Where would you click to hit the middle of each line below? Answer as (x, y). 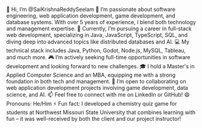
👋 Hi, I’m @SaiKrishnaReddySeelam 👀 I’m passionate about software (91, 9)
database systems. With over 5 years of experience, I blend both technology (101, 22)
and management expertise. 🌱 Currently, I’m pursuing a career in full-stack (99, 28)
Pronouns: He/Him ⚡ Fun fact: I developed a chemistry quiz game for (92, 104)
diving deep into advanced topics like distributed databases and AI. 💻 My (98, 42)
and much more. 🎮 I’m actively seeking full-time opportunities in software (98, 57)
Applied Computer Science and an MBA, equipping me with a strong (91, 75)
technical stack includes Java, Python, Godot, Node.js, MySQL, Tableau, (96, 50)
